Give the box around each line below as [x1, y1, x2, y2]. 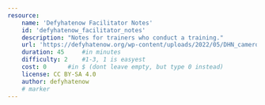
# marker [21, 84, 51, 93]
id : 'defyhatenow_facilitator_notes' [21, 26, 146, 34]
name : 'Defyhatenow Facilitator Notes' [21, 19, 153, 27]
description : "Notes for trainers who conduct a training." [21, 33, 224, 42]
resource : [7, 11, 40, 20]
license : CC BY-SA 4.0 [21, 70, 97, 78]
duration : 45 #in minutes [21, 48, 122, 56]
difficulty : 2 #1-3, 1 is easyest [21, 56, 146, 64]
